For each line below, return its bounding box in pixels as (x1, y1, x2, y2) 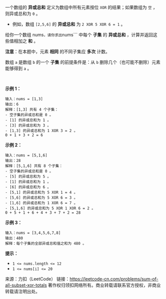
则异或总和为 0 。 (5, 10, 41, 16)
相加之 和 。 (13, 38, 38, 44)
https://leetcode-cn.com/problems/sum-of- (69, 276, 159, 282)
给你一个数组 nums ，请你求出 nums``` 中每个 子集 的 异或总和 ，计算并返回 (5, 32, 154, 37)
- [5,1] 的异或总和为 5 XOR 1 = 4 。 (5, 190, 78, 195)
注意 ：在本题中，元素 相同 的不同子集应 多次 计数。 (5, 49, 110, 54)
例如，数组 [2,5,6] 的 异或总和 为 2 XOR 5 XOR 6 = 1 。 (12, 21, 125, 27)
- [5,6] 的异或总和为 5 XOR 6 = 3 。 (5, 195, 78, 200)
